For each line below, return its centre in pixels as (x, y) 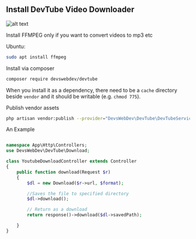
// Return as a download (57, 210)
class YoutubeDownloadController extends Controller (71, 161)
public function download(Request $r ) (64, 172)
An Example (20, 129)
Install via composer (30, 68)
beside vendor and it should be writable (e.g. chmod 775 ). (73, 96)
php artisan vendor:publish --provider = (56, 118)
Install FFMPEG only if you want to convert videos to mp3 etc (79, 35)
